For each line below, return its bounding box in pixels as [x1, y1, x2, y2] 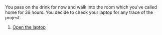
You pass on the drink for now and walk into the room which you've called [5, 4, 157, 10]
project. [5, 15, 21, 20]
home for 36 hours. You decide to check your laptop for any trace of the [5, 9, 154, 15]
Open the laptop [12, 24, 46, 30]
